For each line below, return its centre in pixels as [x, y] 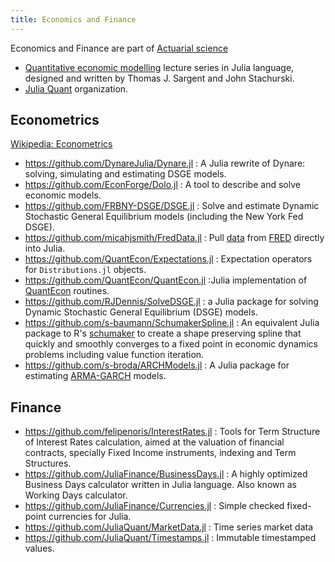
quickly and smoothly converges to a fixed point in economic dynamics [171, 344]
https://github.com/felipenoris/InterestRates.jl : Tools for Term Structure [172, 432]
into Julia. [45, 248]
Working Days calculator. [76, 495]
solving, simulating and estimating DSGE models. [125, 174]
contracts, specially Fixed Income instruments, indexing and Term [160, 453]
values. [39, 548]
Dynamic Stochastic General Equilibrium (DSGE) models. [141, 312]
